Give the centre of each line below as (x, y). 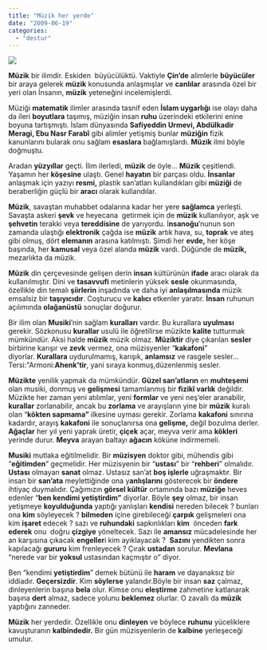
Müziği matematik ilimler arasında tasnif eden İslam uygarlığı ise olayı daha (133, 108)
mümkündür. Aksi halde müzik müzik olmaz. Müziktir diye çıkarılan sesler (130, 339)
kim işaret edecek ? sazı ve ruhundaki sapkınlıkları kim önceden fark (123, 523)
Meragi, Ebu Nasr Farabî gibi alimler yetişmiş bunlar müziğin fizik (116, 133)
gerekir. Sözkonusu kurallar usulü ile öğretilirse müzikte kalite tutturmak (127, 331)
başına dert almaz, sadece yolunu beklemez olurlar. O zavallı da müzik (125, 598)
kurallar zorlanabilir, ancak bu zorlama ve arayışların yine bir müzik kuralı (129, 406)
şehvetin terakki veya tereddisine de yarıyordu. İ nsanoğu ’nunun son (122, 224)
